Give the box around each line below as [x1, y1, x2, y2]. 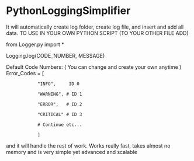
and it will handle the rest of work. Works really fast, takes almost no [6, 142, 171, 149]
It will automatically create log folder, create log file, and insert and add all [6, 23, 184, 30]
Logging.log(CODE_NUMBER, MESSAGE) [6, 52, 105, 59]
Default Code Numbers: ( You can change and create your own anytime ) [6, 63, 182, 71]
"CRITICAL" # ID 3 [37, 111, 82, 117]
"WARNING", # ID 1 [37, 91, 82, 97]
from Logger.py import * [6, 41, 64, 48]
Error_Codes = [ [6, 69, 44, 76]
